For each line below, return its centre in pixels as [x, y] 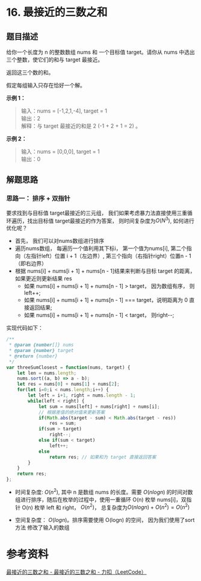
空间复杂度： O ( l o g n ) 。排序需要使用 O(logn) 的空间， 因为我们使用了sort [105, 520]
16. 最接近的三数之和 [57, 12]
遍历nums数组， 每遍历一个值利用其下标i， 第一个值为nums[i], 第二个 [101, 248]
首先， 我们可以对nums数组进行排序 [59, 241]
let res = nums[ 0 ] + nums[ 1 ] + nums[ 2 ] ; [68, 384]
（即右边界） [31, 263]
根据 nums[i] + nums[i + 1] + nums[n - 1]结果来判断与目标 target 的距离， [105, 271]
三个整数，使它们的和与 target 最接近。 [55, 60]
